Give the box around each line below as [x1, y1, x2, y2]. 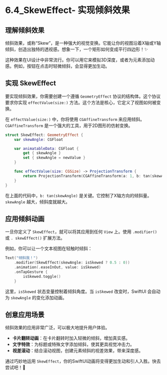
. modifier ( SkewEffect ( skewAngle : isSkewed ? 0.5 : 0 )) [14, 260, 130, 265]
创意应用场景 [5, 311, 45, 319]
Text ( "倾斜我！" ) [5, 255, 38, 260]
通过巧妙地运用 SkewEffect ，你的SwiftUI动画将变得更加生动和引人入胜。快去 [5, 358, 161, 364]
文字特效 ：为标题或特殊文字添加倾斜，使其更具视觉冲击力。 [12, 342, 135, 348]
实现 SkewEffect [5, 79, 56, 88]
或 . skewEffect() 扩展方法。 [5, 235, 66, 241]
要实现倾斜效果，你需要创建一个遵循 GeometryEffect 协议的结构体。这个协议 [5, 93, 161, 99]
